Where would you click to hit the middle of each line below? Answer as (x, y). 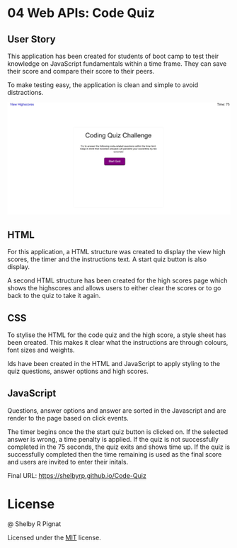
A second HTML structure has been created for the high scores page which (117, 280)
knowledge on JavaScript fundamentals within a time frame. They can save (117, 64)
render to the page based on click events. (68, 418)
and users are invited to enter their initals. (68, 462)
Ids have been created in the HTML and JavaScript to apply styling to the (114, 364)
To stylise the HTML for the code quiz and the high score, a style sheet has (117, 335)
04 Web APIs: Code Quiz (81, 13)
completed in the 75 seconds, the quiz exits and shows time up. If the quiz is (119, 447)
